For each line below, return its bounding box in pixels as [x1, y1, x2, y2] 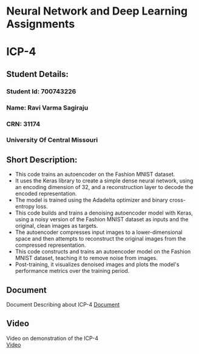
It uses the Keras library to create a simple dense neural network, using [15, 177, 194, 184]
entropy [15, 203, 35, 210]
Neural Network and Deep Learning [6, 4, 188, 18]
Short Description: [6, 155, 78, 165]
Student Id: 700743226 [6, 87, 76, 95]
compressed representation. [15, 241, 86, 249]
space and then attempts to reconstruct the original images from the [15, 235, 186, 242]
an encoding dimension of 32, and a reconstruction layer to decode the [15, 184, 194, 191]
